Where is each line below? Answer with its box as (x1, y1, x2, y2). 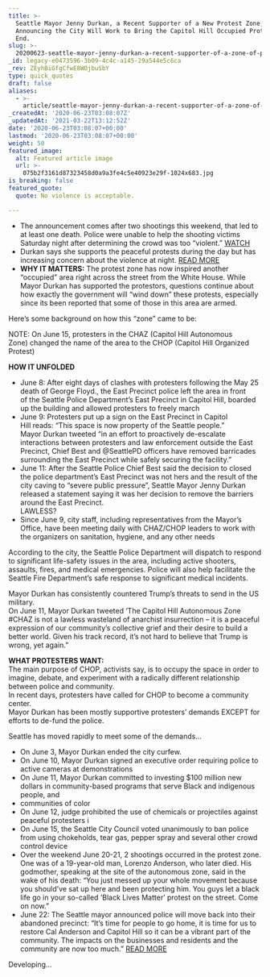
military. (8, 597, 35, 607)
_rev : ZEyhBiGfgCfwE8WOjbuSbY (8, 64, 110, 73)
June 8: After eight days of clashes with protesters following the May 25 (19, 377, 260, 387)
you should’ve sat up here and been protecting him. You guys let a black (19, 883, 260, 893)
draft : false (8, 79, 52, 87)
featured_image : (8, 147, 63, 155)
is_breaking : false (8, 177, 74, 185)
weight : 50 (8, 139, 45, 148)
